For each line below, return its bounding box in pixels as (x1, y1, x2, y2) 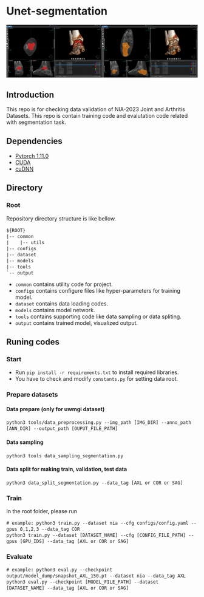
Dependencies (6, 136, 63, 146)
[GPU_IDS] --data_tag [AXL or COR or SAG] (19, 539, 129, 545)
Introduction (6, 89, 55, 100)
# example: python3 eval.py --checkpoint (6, 567, 113, 573)
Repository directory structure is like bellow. (6, 214, 117, 222)
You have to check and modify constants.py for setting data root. (15, 375, 178, 383)
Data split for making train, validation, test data (6, 466, 127, 473)
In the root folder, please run (6, 508, 78, 515)
